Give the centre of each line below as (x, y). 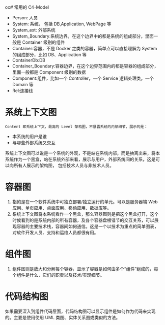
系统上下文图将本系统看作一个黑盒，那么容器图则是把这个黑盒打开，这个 (85, 214)
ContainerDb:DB (29, 60)
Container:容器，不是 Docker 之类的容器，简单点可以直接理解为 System (84, 49)
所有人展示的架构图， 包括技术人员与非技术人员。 (64, 165)
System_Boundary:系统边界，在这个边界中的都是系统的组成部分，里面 (83, 36)
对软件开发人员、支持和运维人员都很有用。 (55, 232)
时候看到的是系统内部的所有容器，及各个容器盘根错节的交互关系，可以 (83, 220)
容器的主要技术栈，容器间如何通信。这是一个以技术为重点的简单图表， (87, 226)
